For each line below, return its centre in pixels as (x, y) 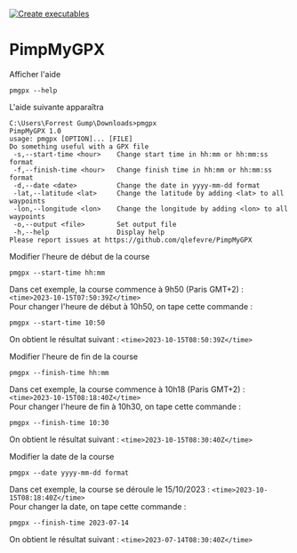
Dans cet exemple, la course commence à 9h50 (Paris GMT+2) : (127, 289)
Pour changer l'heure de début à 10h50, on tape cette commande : (131, 306)
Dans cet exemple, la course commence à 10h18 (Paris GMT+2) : (127, 389)
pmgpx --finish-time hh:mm (59, 373)
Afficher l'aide (35, 74)
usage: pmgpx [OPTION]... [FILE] (71, 139)
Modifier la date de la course (62, 456)
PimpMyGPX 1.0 (36, 131)
